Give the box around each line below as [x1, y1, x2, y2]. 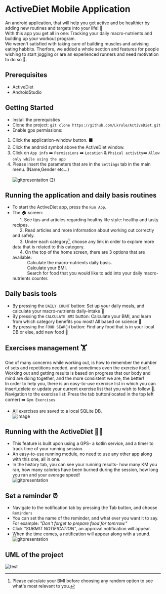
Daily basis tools [5, 290, 57, 298]
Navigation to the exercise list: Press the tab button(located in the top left [5, 391, 154, 397]
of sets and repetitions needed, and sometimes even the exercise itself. [5, 364, 151, 371]
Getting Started [5, 104, 54, 112]
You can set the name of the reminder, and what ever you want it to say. [12, 515, 159, 521]
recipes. [12, 222, 29, 228]
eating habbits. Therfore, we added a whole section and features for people [5, 46, 159, 52]
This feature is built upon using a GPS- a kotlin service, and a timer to [12, 440, 154, 446]
